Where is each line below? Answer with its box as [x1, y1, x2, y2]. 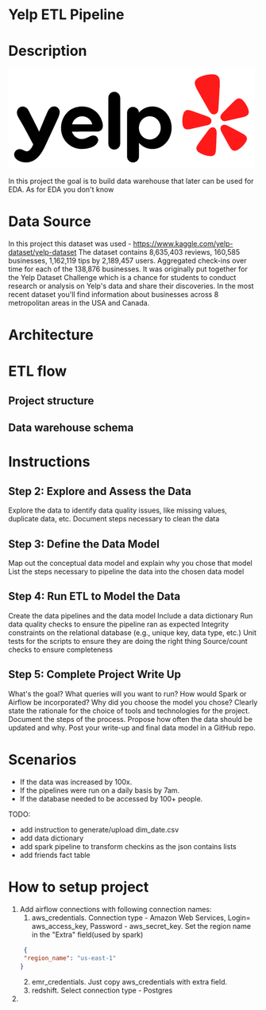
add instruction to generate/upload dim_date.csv [19, 825, 179, 834]
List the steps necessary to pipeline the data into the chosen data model [8, 567, 245, 576]
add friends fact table [19, 850, 91, 860]
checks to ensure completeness [8, 645, 114, 654]
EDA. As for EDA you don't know [8, 185, 114, 194]
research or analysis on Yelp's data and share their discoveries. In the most [8, 281, 254, 291]
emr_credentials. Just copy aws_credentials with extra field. [31, 977, 228, 987]
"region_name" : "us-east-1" [23, 954, 117, 962]
